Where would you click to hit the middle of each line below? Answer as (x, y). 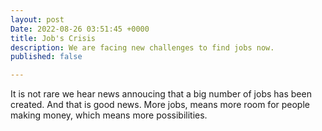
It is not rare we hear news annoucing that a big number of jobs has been (161, 94)
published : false (46, 57)
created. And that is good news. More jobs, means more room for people (160, 105)
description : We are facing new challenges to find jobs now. (142, 47)
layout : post (37, 19)
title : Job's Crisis (53, 38)
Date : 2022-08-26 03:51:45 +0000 (80, 29)
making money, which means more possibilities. (109, 115)
